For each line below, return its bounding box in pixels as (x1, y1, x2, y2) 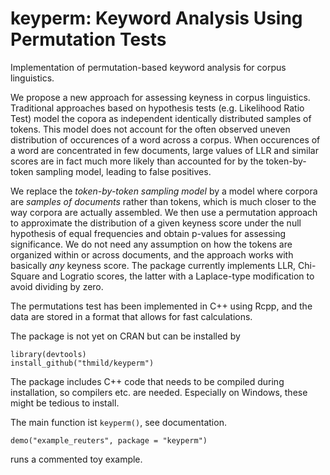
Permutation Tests (10, 28, 167, 51)
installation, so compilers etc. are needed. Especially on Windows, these (10, 386, 308, 398)
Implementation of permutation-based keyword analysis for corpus (10, 61, 287, 73)
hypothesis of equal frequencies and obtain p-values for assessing (10, 227, 287, 239)
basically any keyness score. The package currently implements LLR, (10, 259, 297, 271)
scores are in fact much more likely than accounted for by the (10, 155, 264, 167)
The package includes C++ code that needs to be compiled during (10, 375, 285, 387)
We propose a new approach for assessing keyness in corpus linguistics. (10, 91, 311, 103)
